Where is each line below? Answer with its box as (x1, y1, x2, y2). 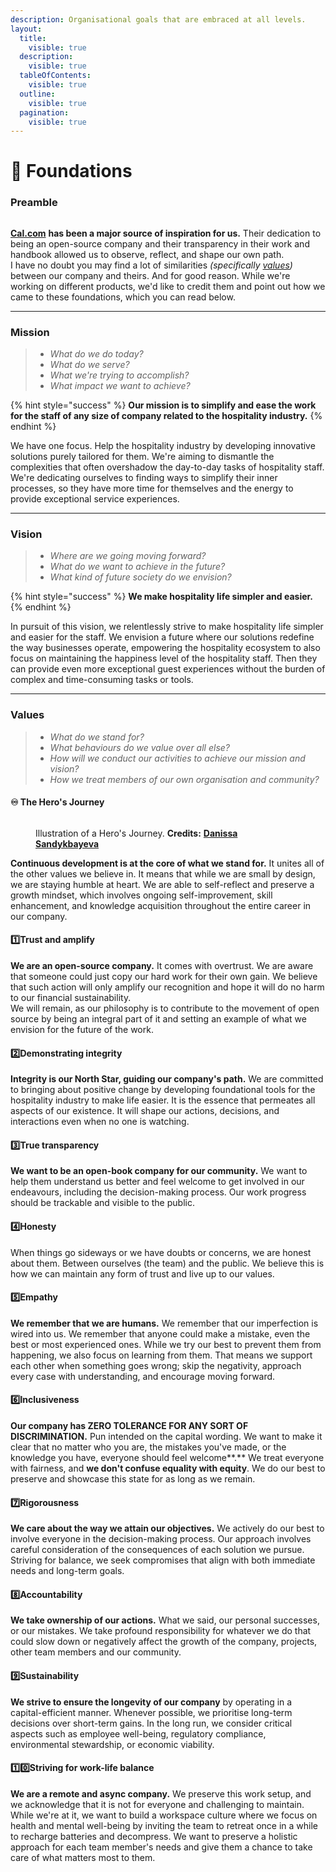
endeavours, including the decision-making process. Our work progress (10, 1186, 307, 1198)
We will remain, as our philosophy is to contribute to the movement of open (10, 1002, 320, 1015)
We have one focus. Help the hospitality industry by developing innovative (10, 440, 316, 452)
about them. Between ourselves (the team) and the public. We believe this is (10, 1257, 325, 1269)
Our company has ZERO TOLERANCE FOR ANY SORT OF (10, 1420, 249, 1432)
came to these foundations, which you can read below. (10, 291, 236, 303)
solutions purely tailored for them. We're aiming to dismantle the (10, 451, 275, 463)
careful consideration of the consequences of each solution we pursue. (10, 1544, 305, 1556)
